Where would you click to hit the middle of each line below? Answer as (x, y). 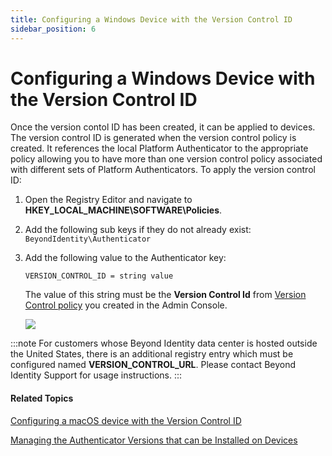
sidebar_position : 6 (53, 29)
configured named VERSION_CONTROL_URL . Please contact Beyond (153, 365)
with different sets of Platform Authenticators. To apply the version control (163, 170)
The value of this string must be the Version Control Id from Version (165, 295)
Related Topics (42, 398)
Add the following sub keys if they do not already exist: (138, 230)
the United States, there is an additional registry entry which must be (152, 354)
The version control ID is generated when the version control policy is (153, 138)
